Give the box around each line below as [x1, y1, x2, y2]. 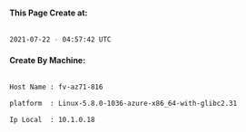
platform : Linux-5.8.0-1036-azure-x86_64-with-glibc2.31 [9, 99, 238, 108]
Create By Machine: [9, 54, 86, 65]
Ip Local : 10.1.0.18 [9, 116, 95, 125]
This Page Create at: [9, 7, 88, 18]
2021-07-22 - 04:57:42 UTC [9, 35, 112, 44]
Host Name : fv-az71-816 [9, 82, 103, 92]
